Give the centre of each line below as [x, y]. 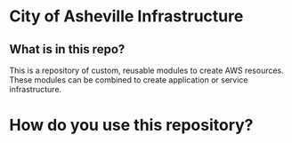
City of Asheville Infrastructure [126, 16]
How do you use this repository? [131, 125]
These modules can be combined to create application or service [129, 80]
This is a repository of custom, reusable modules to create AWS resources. [147, 70]
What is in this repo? [67, 49]
